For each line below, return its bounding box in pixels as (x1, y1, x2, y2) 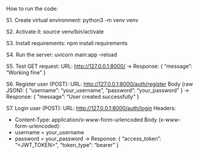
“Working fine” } (6, 69, 46, 76)
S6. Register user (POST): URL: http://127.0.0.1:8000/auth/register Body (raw (6, 80, 194, 87)
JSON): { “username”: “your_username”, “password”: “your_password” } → (6, 87, 189, 94)
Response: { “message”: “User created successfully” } (6, 93, 139, 100)
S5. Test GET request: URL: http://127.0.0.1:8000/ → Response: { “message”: (6, 62, 192, 70)
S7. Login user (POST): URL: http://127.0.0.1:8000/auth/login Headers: (6, 105, 176, 112)
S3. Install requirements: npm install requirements (6, 40, 128, 46)
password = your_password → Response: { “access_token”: (14, 135, 161, 142)
